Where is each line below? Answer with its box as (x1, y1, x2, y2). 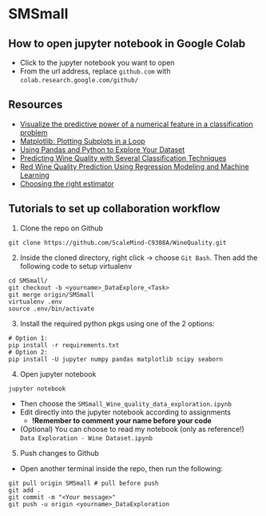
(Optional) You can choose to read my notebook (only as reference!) (19, 424, 245, 434)
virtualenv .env (8, 298, 62, 306)
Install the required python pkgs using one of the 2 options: (19, 318, 215, 328)
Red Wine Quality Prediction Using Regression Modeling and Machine (19, 162, 249, 171)
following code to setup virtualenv (19, 261, 133, 270)
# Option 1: (8, 334, 48, 342)
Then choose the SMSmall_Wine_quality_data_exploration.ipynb (19, 398, 232, 408)
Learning (19, 170, 50, 180)
